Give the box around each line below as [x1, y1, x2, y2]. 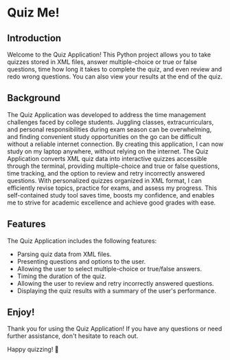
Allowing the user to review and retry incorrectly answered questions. [16, 279, 214, 287]
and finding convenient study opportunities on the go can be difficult [7, 132, 202, 140]
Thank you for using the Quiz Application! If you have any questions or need [7, 325, 222, 333]
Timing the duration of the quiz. [16, 272, 106, 280]
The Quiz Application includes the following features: [7, 236, 157, 245]
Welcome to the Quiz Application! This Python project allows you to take [7, 50, 211, 59]
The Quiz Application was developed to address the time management [7, 110, 206, 118]
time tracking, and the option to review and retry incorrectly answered [7, 169, 205, 177]
